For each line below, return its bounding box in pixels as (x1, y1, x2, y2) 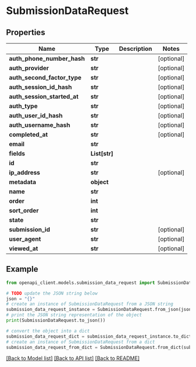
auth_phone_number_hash (9, 54, 85, 63)
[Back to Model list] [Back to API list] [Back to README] (6, 355, 140, 362)
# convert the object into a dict (6, 328, 90, 334)
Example (6, 264, 38, 274)
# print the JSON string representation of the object (6, 312, 142, 318)
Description (118, 45, 153, 53)
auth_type (9, 102, 38, 110)
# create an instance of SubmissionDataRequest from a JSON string (6, 301, 174, 307)
